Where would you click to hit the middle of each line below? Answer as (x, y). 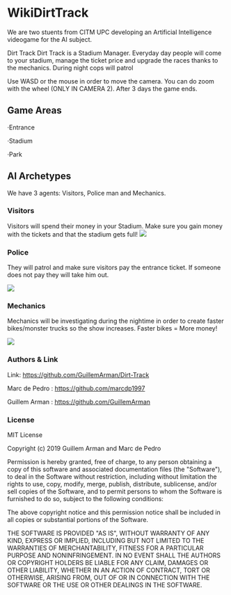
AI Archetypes (39, 176)
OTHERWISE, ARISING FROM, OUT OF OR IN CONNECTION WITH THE (109, 578)
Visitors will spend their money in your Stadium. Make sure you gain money (115, 226)
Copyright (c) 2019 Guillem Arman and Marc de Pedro (84, 449)
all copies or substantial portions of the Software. (78, 520)
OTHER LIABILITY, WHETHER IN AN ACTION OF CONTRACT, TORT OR (109, 570)
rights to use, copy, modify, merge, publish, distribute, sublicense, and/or (112, 484)
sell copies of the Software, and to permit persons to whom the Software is (115, 491)
